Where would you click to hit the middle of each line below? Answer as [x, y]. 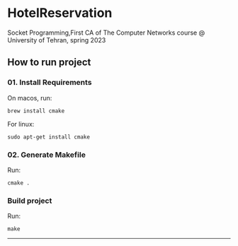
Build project [30, 201]
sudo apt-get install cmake [49, 137]
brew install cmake [36, 111]
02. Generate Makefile [47, 155]
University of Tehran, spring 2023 [57, 40]
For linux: [21, 124]
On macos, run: [30, 98]
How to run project [49, 63]
